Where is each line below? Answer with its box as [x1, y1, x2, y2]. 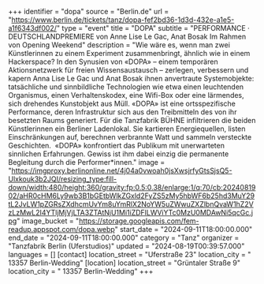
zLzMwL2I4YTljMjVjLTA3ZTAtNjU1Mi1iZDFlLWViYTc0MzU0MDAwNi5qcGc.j [8, 208, 254, 217]
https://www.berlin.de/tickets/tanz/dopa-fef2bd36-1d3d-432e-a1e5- [11, 15, 235, 24]
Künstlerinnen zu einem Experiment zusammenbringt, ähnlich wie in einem [8, 49, 251, 58]
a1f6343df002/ [8, 24, 58, 32]
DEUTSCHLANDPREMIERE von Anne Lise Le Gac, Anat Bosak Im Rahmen [8, 32, 247, 41]
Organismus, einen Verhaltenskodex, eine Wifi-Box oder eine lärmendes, [8, 91, 244, 99]
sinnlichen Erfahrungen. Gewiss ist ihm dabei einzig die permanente [8, 149, 229, 159]
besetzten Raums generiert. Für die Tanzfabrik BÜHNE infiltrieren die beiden [8, 116, 256, 125]
